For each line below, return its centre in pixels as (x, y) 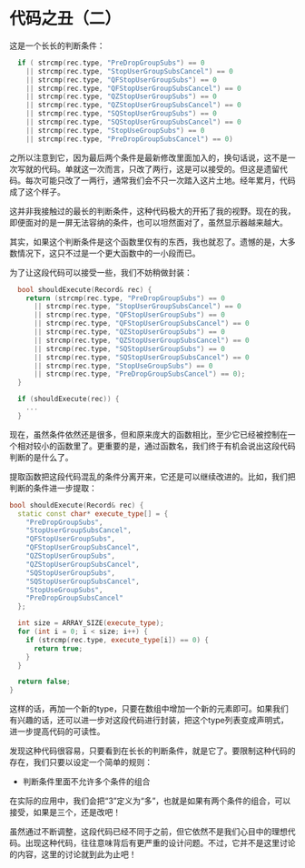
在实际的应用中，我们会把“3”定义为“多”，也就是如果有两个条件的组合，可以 (150, 801)
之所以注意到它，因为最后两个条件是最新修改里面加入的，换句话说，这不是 (148, 157)
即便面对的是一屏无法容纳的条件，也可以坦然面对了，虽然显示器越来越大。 (148, 222)
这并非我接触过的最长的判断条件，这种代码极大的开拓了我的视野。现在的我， (152, 211)
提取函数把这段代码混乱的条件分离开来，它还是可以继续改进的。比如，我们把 (152, 476)
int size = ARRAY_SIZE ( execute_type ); (91, 623)
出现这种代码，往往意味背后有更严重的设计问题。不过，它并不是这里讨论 (160, 843)
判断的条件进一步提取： (53, 488)
